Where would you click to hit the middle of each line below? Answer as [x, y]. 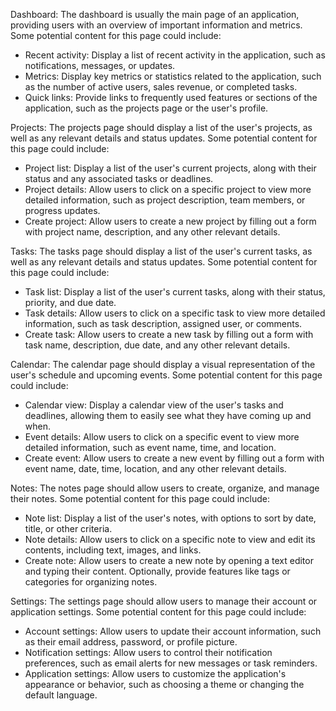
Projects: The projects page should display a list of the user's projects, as [161, 127]
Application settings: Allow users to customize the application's [155, 673]
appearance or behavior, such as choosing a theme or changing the [164, 684]
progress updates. [62, 210]
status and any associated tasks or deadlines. [119, 178]
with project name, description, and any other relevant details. [152, 232]
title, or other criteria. [68, 528]
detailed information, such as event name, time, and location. [150, 447]
